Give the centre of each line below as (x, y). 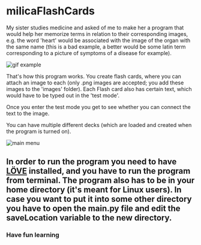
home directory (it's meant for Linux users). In (94, 190)
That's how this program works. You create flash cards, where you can (94, 76)
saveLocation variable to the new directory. (89, 218)
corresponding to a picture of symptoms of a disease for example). (89, 53)
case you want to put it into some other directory (99, 199)
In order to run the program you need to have (91, 162)
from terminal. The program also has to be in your (100, 181)
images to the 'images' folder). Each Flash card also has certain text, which (99, 89)
